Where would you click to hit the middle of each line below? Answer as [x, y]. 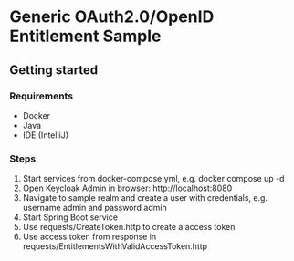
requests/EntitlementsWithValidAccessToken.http [115, 246]
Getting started [54, 70]
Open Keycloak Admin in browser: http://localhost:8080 [127, 188]
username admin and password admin [94, 208]
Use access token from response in [89, 237]
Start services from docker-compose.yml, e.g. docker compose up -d [153, 179]
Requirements [42, 96]
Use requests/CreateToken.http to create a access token [129, 227]
